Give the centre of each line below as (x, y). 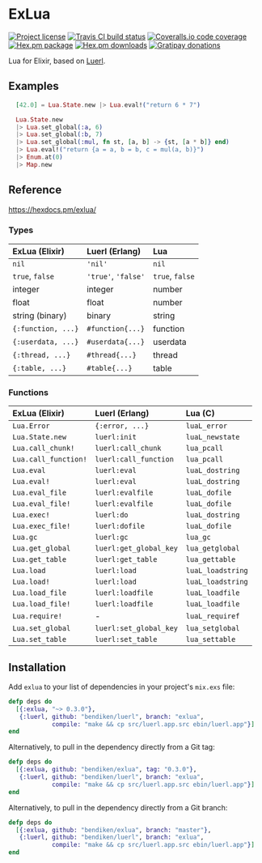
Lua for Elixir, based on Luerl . (57, 61)
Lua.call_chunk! (44, 449)
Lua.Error (31, 426)
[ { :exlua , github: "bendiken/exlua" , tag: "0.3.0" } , (106, 770)
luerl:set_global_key (137, 629)
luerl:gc (112, 538)
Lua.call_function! (50, 459)
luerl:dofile (120, 526)
